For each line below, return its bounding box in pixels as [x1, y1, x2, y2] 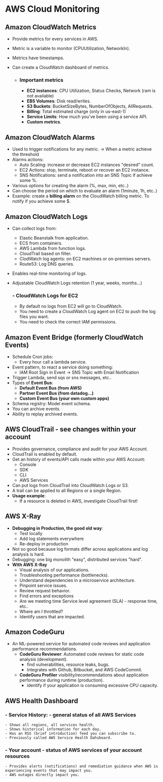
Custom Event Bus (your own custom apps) [19, 395, 109, 401]
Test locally [19, 530, 43, 536]
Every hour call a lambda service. [19, 359, 87, 365]
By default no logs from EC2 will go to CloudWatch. [19, 303, 123, 309]
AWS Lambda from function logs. [19, 245, 86, 251]
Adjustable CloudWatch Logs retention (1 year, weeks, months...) [12, 280, 143, 286]
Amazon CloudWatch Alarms [5, 133, 95, 142]
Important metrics [19, 76, 63, 83]
